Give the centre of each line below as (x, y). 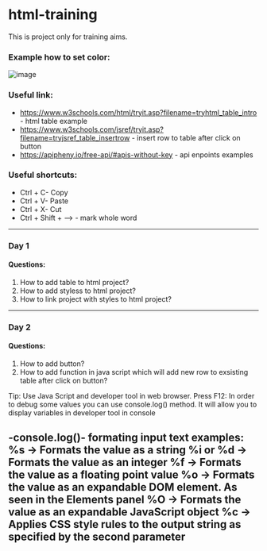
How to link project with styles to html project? (96, 299)
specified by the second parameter (97, 537)
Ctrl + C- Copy (44, 192)
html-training (53, 15)
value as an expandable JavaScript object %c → (130, 512)
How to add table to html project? (74, 282)
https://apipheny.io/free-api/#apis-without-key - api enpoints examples (137, 154)
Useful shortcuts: (43, 175)
